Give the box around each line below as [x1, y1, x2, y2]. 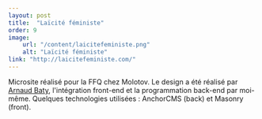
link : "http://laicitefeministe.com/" [8, 56, 136, 64]
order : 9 [8, 26, 37, 34]
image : [8, 33, 30, 42]
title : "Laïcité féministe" [8, 19, 104, 27]
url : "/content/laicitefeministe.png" [22, 41, 150, 49]
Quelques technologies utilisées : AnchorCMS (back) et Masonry [32, 94, 244, 103]
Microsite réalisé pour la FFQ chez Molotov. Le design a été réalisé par [8, 76, 238, 87]
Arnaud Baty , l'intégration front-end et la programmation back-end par [8, 85, 238, 95]
